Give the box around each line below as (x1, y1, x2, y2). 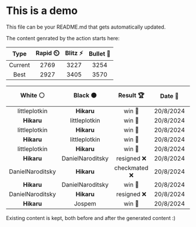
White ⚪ (20, 91, 45, 99)
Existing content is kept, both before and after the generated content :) (6, 214, 176, 221)
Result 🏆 (118, 91, 145, 99)
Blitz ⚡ (65, 48, 83, 57)
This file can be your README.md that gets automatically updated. (6, 23, 166, 30)
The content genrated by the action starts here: (6, 34, 120, 41)
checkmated (114, 163, 149, 172)
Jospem (73, 200, 96, 208)
